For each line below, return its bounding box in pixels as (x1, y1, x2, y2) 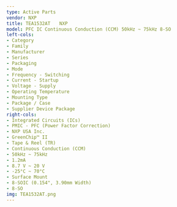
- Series (6, 55, 29, 61)
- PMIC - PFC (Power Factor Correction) (6, 123, 111, 129)
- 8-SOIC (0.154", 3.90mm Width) (6, 180, 92, 186)
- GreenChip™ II (6, 134, 48, 141)
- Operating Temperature (6, 89, 70, 95)
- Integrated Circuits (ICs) (6, 117, 81, 123)
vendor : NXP (6, 15, 37, 21)
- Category (6, 37, 34, 43)
